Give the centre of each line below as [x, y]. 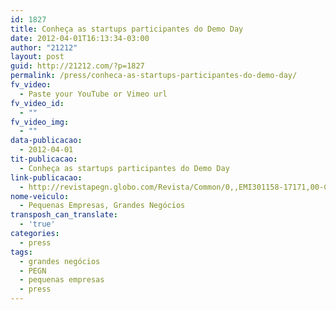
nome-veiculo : [40, 196]
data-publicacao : [46, 141]
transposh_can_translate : [64, 215]
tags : [21, 252]
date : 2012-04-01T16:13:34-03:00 [80, 38]
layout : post [37, 57]
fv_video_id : [37, 103]
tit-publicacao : [44, 159]
